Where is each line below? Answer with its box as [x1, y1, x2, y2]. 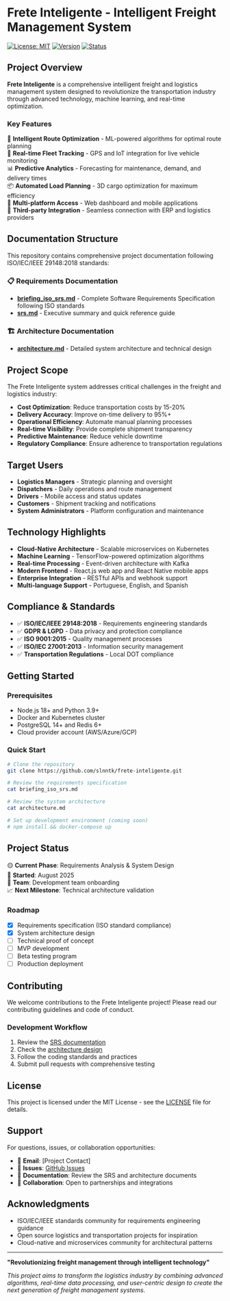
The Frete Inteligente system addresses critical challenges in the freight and [7, 382, 221, 391]
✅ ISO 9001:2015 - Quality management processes [16, 634, 162, 643]
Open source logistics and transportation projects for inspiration [16, 1231, 199, 1239]
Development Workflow [7, 1022, 88, 1032]
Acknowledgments [7, 1198, 90, 1210]
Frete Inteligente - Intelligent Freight [7, 5, 217, 21]
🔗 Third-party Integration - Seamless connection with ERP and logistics [7, 206, 211, 214]
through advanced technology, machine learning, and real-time [7, 95, 186, 103]
